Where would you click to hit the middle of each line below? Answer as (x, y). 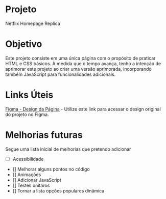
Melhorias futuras (44, 135)
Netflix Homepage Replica (33, 23)
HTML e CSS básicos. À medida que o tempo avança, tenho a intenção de (83, 63)
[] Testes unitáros (31, 185)
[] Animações (27, 175)
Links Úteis (29, 95)
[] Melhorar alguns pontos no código (51, 169)
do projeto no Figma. (27, 114)
